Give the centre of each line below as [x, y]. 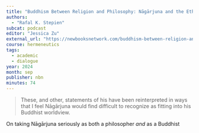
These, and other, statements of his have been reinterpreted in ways [104, 100]
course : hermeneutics [33, 45]
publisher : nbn [25, 77]
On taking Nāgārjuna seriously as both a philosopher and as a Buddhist [93, 124]
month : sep [20, 72]
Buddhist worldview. [45, 112]
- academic [25, 56]
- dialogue [25, 61]
